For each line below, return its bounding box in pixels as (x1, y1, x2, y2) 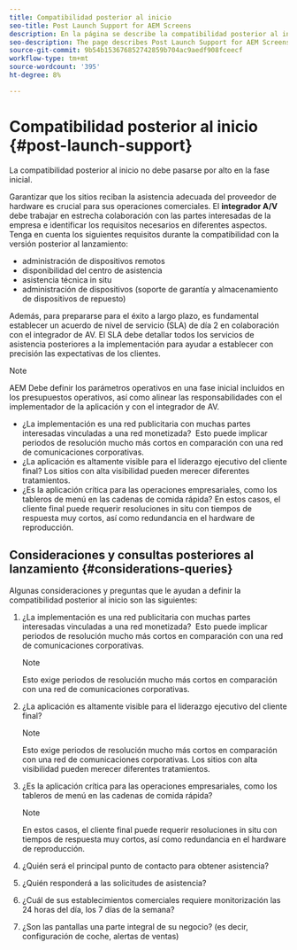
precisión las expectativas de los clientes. (9, 347, 161, 359)
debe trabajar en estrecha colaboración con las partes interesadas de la (9, 210, 271, 221)
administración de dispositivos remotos (21, 255, 165, 266)
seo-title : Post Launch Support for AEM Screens (9, 21, 192, 30)
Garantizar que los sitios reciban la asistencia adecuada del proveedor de (9, 191, 277, 202)
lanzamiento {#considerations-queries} (9, 562, 233, 577)
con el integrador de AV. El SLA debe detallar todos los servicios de (9, 329, 255, 339)
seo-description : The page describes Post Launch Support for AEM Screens (9, 37, 291, 47)
